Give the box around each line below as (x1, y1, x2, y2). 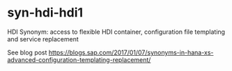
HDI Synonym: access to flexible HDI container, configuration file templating (7, 28, 225, 36)
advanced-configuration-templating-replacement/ (7, 55, 151, 63)
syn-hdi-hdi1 (7, 5, 84, 21)
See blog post (7, 48, 47, 57)
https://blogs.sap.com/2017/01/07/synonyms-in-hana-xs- (48, 48, 214, 57)
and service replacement (7, 34, 79, 43)
